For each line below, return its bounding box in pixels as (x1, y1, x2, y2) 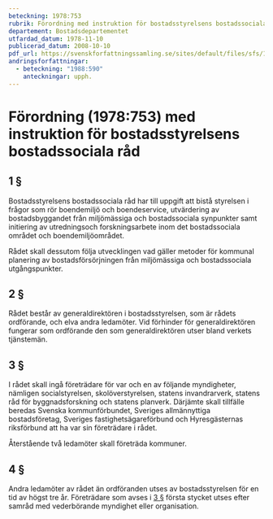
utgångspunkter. (8, 264, 63, 273)
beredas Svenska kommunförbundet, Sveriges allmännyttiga (8, 406, 211, 416)
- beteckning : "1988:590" (15, 65, 104, 73)
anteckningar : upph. (23, 72, 93, 81)
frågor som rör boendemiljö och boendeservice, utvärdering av (8, 204, 219, 214)
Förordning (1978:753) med (8, 107, 197, 126)
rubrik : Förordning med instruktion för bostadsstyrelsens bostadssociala (8, 20, 267, 28)
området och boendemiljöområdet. (8, 230, 124, 240)
